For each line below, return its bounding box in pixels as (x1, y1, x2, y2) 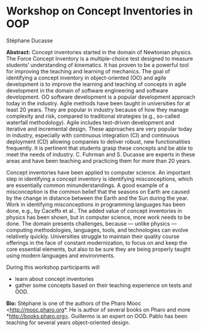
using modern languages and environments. (6, 251, 115, 259)
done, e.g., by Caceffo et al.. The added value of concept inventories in (6, 207, 182, 214)
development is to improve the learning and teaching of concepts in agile (6, 80, 187, 88)
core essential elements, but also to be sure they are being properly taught (6, 245, 191, 253)
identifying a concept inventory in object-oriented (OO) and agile (6, 74, 167, 81)
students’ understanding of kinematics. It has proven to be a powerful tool (6, 61, 189, 69)
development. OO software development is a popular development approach (6, 93, 196, 100)
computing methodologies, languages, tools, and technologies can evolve (6, 226, 189, 233)
